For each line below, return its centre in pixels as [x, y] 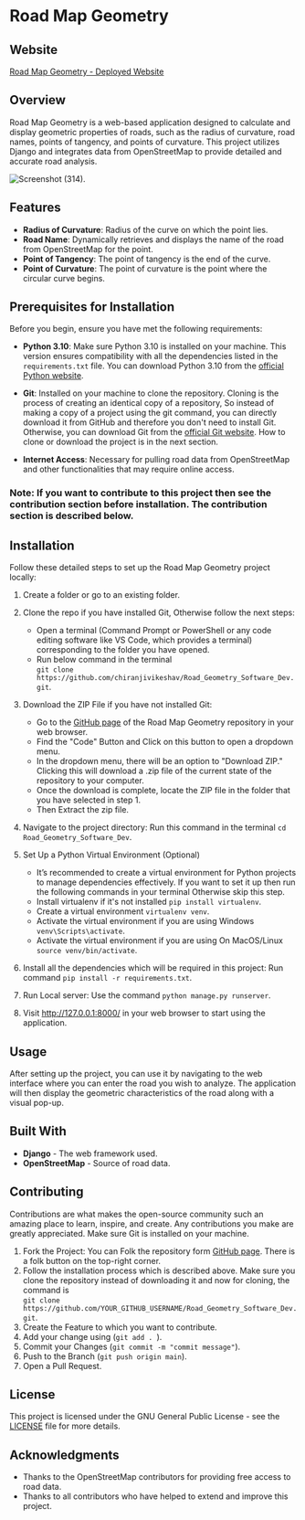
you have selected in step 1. [89, 800]
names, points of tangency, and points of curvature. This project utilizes [145, 142]
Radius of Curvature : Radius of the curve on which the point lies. [145, 229]
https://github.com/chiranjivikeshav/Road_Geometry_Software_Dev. [165, 678]
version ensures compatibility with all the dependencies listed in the [150, 356]
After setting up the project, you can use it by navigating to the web [136, 1073]
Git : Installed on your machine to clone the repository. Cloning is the [151, 393]
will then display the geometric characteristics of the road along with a [142, 1092]
